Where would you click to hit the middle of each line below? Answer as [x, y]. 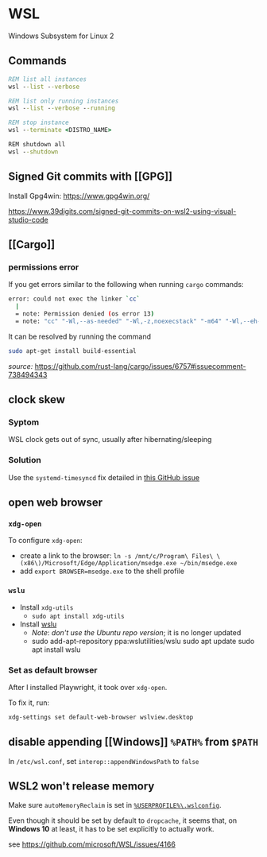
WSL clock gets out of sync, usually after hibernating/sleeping [110, 440]
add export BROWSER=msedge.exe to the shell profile [102, 571]
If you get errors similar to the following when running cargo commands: [126, 285]
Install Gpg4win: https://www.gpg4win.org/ [79, 196]
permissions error [44, 267]
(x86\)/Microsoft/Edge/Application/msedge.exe [98, 564]
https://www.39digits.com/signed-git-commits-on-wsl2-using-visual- [122, 211]
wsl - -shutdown [33, 152]
